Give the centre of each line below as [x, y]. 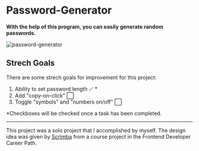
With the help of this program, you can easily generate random [85, 27]
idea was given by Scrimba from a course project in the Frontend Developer [99, 136]
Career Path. [22, 143]
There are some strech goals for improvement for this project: [81, 77]
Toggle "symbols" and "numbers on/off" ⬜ [68, 102]
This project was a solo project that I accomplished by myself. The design [96, 130]
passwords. [21, 33]
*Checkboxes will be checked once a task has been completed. [84, 113]
